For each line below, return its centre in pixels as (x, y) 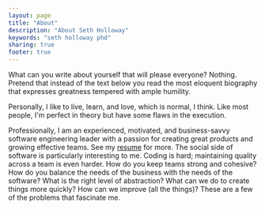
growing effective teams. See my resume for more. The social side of (121, 147)
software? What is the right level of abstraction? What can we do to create (129, 181)
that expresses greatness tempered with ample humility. (100, 91)
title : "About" (33, 23)
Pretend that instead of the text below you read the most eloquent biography (133, 83)
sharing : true (32, 45)
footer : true (30, 52)
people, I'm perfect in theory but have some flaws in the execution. (117, 115)
